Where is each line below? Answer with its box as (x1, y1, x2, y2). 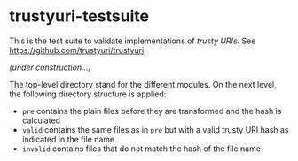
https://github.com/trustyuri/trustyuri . (9, 44, 146, 55)
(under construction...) (9, 62, 91, 73)
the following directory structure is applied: (9, 88, 167, 99)
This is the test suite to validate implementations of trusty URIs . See (9, 35, 256, 46)
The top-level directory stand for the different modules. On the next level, (9, 79, 277, 89)
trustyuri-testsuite (9, 6, 149, 27)
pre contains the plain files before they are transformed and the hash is (21, 105, 282, 116)
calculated (21, 115, 60, 126)
